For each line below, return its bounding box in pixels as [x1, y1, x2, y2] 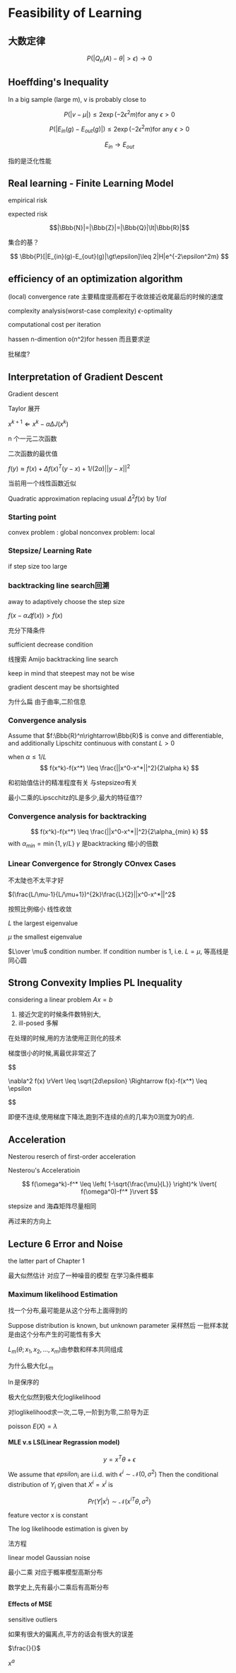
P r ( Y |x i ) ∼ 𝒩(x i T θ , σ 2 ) [88, 1495, 151, 1505]
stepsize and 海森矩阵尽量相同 [8, 1202, 97, 1210]
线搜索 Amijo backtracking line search [8, 654, 119, 663]
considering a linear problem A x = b [8, 995, 113, 1004]
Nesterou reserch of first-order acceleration [8, 1152, 136, 1161]
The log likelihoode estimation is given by [8, 1524, 129, 1533]
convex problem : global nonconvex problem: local [8, 528, 155, 537]
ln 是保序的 [8, 1377, 40, 1386]
